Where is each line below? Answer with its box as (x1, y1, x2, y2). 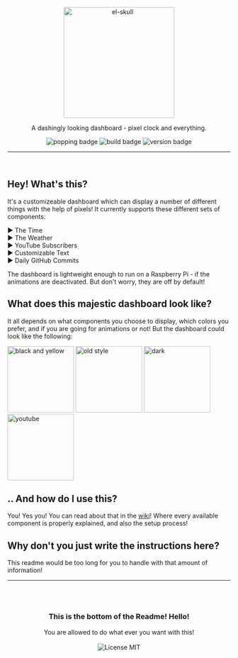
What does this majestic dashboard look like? (7, 298, 212, 310)
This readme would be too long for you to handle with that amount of (7, 559, 208, 567)
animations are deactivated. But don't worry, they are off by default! (7, 277, 205, 286)
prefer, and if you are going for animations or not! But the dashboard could (7, 324, 225, 333)
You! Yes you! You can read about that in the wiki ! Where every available (7, 511, 218, 520)
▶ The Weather (7, 233, 53, 242)
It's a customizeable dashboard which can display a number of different (7, 197, 217, 206)
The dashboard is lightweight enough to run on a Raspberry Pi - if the (7, 269, 210, 278)
